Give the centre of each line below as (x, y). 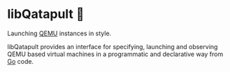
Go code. (20, 61)
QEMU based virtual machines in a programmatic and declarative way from (115, 54)
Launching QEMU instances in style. (59, 33)
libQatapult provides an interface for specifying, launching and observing (113, 46)
